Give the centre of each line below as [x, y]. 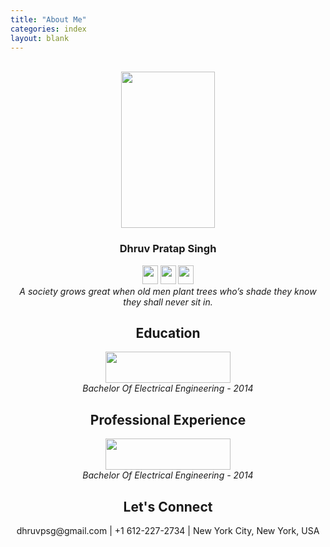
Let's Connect [168, 506]
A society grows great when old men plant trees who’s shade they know [168, 291]
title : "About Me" [48, 19]
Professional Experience [168, 419]
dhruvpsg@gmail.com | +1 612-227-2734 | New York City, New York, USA [168, 531]
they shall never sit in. [168, 302]
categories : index [48, 29]
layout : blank [40, 38]
